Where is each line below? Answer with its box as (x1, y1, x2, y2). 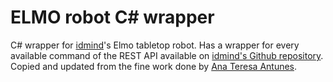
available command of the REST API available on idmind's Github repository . (10, 49, 324, 61)
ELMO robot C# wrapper (10, 6, 215, 29)
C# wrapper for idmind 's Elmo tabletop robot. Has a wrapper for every (10, 39, 300, 51)
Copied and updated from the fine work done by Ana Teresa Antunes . (10, 60, 298, 72)
